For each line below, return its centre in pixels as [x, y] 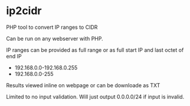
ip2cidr [24, 11]
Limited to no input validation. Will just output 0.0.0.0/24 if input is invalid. [95, 97]
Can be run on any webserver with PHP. [55, 38]
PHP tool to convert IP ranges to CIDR [52, 27]
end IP [14, 56]
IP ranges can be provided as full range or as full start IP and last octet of [95, 50]
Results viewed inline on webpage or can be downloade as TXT [83, 85]
